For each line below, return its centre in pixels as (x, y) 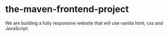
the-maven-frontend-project (67, 9)
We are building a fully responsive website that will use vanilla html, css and (84, 23)
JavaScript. (17, 28)
